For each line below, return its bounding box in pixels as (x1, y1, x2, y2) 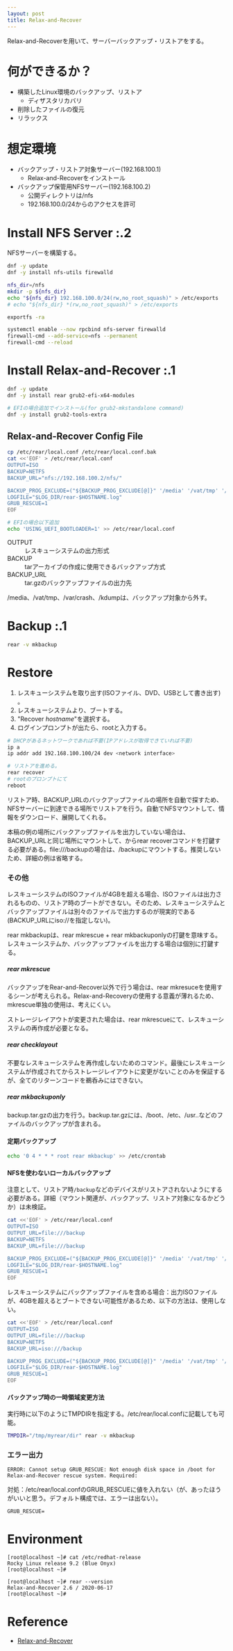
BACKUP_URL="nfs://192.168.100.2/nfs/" (7, 474, 123, 481)
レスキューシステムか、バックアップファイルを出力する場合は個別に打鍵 (7, 940, 214, 948)
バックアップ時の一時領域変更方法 (7, 1393, 105, 1401)
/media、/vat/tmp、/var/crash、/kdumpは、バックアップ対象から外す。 (7, 593, 212, 602)
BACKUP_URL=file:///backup (7, 1243, 85, 1250)
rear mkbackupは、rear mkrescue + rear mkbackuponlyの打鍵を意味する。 (7, 931, 222, 939)
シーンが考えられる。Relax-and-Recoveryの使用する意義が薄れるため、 (12, 992, 218, 1000)
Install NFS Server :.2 (7, 225, 132, 241)
